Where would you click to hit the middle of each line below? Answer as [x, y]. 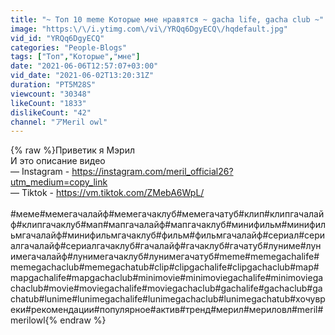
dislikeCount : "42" [51, 112]
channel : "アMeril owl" [59, 122]
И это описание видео [58, 161]
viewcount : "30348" [51, 94]
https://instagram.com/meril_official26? [152, 172]
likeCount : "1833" [48, 103]
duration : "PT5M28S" [53, 85]
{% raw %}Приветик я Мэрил [73, 150]
